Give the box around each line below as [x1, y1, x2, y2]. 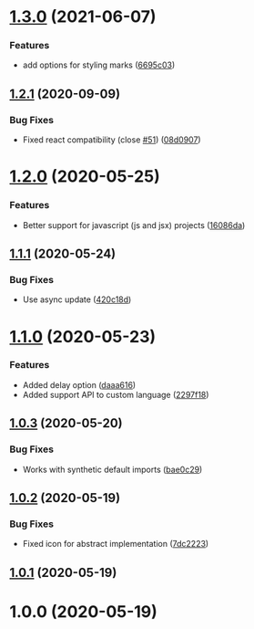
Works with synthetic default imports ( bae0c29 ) [22, 464, 203, 475]
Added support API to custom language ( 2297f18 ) [22, 389, 209, 400]
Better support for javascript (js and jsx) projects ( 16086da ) [22, 219, 246, 230]
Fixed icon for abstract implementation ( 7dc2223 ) [22, 539, 209, 550]
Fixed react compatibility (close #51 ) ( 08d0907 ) [22, 134, 202, 145]
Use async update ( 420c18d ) [22, 294, 132, 305]
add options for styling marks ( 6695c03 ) [22, 59, 176, 70]
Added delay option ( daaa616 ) [22, 379, 137, 390]
